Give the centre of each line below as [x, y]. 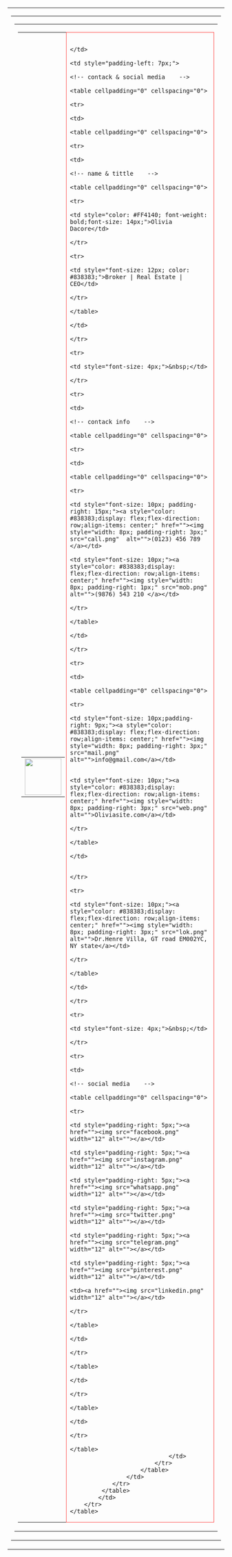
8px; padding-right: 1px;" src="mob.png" [139, 587]
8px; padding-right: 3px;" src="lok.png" [139, 932]
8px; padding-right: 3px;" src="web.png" [139, 808]
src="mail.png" [95, 753]
